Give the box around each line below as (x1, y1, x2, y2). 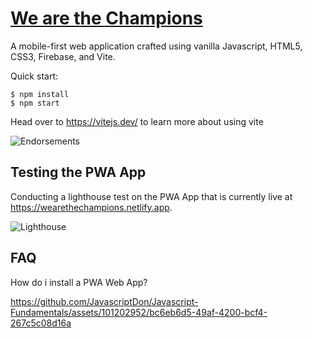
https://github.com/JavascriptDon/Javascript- (10, 295, 199, 307)
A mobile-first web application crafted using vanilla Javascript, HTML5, (10, 40, 303, 52)
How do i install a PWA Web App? (10, 276, 148, 288)
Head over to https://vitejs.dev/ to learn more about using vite (10, 115, 264, 127)
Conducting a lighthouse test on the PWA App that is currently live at (10, 190, 293, 202)
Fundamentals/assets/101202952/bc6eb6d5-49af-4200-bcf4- (10, 306, 268, 318)
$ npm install (10, 89, 70, 99)
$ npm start (10, 98, 60, 108)
